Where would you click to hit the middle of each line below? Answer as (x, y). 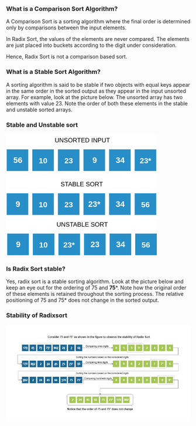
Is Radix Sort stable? (36, 268)
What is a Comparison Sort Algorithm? (62, 9)
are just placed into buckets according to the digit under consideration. (92, 45)
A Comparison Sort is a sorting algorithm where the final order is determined (98, 22)
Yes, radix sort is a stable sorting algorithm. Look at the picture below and (95, 282)
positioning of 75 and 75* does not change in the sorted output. (83, 300)
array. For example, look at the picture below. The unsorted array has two (94, 97)
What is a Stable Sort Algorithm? (54, 72)
